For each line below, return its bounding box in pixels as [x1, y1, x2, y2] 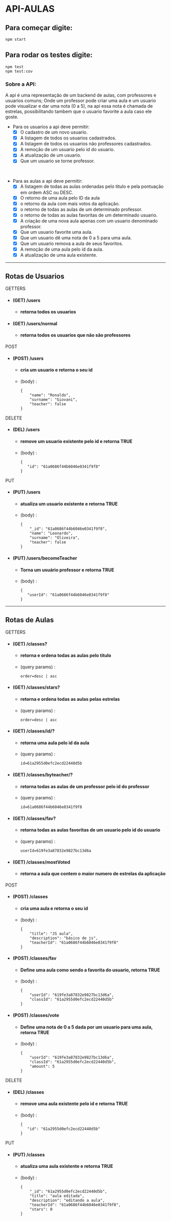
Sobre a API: [5, 80, 37, 87]
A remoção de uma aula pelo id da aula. [20, 246, 103, 253]
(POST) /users [12, 355, 44, 361]
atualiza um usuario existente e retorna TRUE [20, 501, 118, 507]
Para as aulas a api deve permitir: [12, 178, 83, 184]
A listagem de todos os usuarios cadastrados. [20, 135, 117, 141]
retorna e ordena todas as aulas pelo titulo [20, 652, 111, 658]
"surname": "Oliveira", [30, 535, 80, 541]
